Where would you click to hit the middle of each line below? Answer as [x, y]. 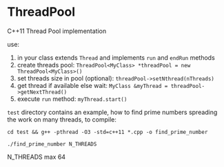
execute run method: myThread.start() [72, 99]
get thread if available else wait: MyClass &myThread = [92, 85]
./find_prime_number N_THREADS [52, 144]
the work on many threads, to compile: [62, 119]
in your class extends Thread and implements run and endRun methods [116, 57]
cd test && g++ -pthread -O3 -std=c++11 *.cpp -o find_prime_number [108, 132]
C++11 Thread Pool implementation [57, 31]
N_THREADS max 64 [37, 157]
